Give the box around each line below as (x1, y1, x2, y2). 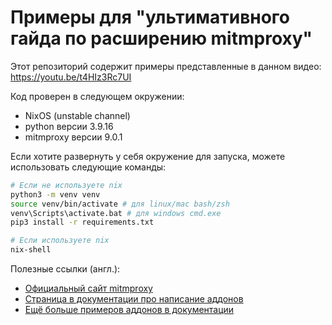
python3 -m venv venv (10, 189, 101, 200)
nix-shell (10, 245, 52, 255)
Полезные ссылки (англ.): (10, 263, 121, 275)
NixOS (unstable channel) (24, 109, 131, 121)
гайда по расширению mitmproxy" (10, 27, 313, 50)
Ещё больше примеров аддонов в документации (24, 304, 235, 316)
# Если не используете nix (10, 180, 123, 190)
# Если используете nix (10, 236, 110, 246)
